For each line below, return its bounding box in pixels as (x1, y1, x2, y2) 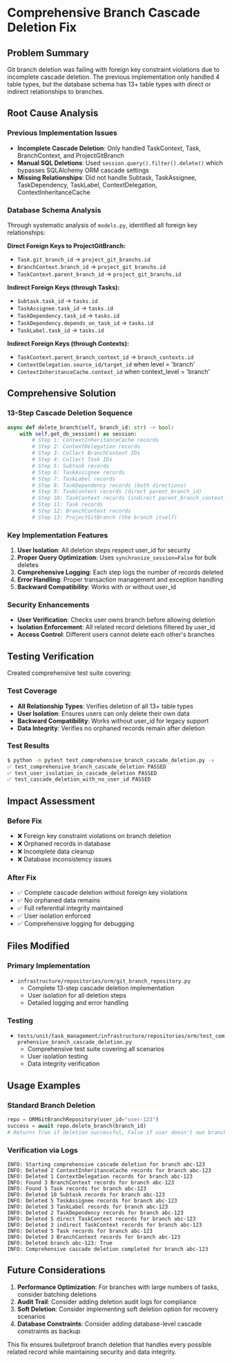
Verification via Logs (7, 1145, 78, 1155)
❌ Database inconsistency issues (17, 855, 112, 863)
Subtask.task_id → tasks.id (17, 296, 98, 305)
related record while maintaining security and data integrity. (7, 1347, 177, 1356)
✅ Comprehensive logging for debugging (17, 920, 135, 928)
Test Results (7, 741, 50, 751)
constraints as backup (17, 1326, 81, 1335)
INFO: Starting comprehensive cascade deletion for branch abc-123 (7, 1160, 206, 1168)
